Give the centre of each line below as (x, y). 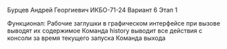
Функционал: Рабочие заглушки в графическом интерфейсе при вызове (114, 23)
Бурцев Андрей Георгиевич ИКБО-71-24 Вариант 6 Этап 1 (92, 10)
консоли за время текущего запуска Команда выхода (86, 38)
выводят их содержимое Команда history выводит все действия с (105, 31)
